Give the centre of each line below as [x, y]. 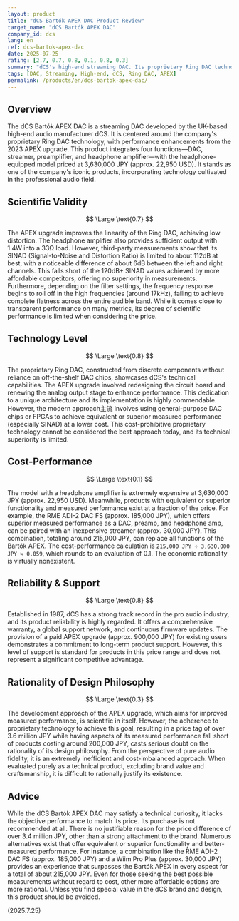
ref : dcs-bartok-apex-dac [46, 47]
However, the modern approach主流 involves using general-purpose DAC [115, 408]
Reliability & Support [54, 583]
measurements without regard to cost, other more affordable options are [113, 882]
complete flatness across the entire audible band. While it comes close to [115, 301]
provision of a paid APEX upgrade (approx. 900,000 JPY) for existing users [117, 637]
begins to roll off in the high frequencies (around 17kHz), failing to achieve [116, 294]
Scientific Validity [48, 202]
